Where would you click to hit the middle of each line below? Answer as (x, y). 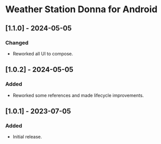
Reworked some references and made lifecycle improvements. (78, 95)
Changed (17, 43)
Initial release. (27, 137)
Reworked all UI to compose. (43, 53)
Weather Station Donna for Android (82, 9)
